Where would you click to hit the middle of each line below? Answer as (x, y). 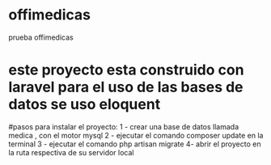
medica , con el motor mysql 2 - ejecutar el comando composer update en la (136, 135)
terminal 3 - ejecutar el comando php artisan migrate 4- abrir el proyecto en (135, 144)
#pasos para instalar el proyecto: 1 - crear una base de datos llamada (124, 126)
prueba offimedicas (41, 37)
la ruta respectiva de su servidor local (72, 152)
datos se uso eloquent (85, 105)
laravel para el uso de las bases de (126, 87)
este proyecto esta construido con (126, 70)
